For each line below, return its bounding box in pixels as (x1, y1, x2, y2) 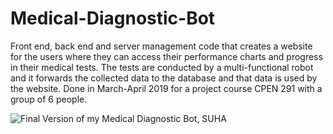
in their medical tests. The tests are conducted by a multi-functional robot (10, 61, 314, 73)
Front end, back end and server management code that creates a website (10, 40, 313, 52)
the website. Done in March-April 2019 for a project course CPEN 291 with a (10, 82, 323, 94)
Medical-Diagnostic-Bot (10, 7, 216, 30)
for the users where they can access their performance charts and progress (10, 50, 323, 62)
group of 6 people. (10, 93, 88, 105)
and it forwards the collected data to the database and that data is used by (10, 72, 318, 84)
